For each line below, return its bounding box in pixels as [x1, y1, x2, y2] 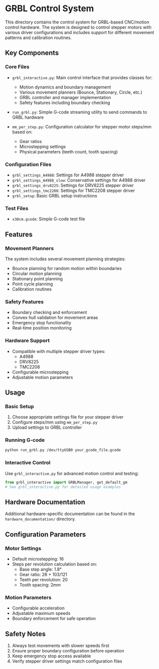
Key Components [5, 49, 59, 57]
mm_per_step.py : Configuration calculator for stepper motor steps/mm [12, 124, 152, 129]
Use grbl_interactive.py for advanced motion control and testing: [5, 470, 139, 476]
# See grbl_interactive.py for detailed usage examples [5, 484, 121, 489]
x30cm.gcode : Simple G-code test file [12, 216, 85, 222]
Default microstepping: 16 [12, 556, 64, 562]
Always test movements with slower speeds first [12, 643, 110, 648]
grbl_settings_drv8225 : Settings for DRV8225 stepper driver [12, 182, 134, 188]
